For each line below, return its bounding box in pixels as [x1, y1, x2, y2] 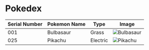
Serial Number [7, 21, 43, 27]
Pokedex [5, 3, 42, 14]
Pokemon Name [47, 21, 86, 27]
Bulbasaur [47, 29, 71, 36]
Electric [90, 37, 108, 44]
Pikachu [47, 37, 66, 44]
